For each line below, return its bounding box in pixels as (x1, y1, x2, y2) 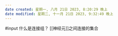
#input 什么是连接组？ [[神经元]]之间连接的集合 (5, 25, 99, 31)
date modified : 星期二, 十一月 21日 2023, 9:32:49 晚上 (5, 12, 114, 16)
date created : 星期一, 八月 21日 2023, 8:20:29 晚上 (5, 7, 108, 12)
